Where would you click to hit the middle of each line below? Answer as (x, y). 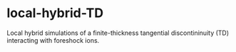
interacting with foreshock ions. (53, 40)
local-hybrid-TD (55, 13)
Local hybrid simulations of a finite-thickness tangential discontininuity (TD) (118, 33)
